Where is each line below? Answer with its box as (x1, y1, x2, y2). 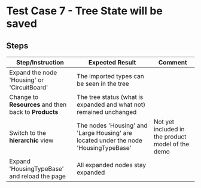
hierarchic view (9, 136, 54, 144)
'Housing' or (9, 76, 44, 84)
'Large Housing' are (77, 129, 133, 137)
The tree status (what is (77, 93, 144, 101)
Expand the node (9, 69, 57, 76)
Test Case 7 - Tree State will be (6, 4, 163, 18)
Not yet (153, 118, 175, 126)
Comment (158, 58, 187, 66)
